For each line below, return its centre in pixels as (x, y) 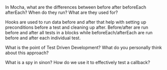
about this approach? (27, 53)
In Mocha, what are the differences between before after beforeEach (76, 7)
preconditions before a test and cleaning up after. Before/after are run (77, 27)
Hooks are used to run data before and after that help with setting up (76, 22)
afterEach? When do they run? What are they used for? (62, 12)
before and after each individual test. (43, 38)
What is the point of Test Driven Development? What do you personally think (83, 47)
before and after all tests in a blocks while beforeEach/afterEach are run (79, 33)
